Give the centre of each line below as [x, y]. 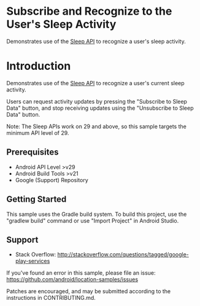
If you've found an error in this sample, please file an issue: [81, 273]
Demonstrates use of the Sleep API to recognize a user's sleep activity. [96, 41]
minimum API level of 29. [38, 132]
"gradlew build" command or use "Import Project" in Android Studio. [93, 220]
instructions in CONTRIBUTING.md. [51, 298]
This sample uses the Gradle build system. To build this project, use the [97, 214]
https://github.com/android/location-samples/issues [72, 280]
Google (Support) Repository [52, 180]
